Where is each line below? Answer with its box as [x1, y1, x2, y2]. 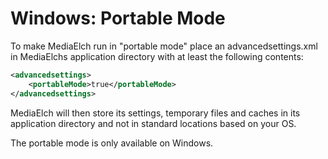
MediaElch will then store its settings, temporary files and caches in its [10, 107, 301, 119]
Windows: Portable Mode [10, 7, 226, 30]
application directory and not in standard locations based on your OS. [10, 117, 297, 129]
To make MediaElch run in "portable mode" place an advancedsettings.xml [10, 40, 318, 52]
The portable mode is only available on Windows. [10, 137, 214, 149]
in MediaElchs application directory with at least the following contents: [10, 50, 304, 62]
